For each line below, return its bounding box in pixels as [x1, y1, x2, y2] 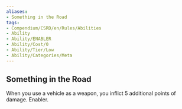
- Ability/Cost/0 [6, 42, 49, 48]
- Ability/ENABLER [6, 36, 51, 42]
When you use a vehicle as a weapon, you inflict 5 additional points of [6, 90, 176, 97]
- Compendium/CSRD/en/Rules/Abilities [6, 25, 102, 31]
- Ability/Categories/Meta [6, 52, 73, 58]
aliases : [6, 8, 28, 15]
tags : [6, 19, 19, 25]
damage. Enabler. [6, 96, 49, 103]
